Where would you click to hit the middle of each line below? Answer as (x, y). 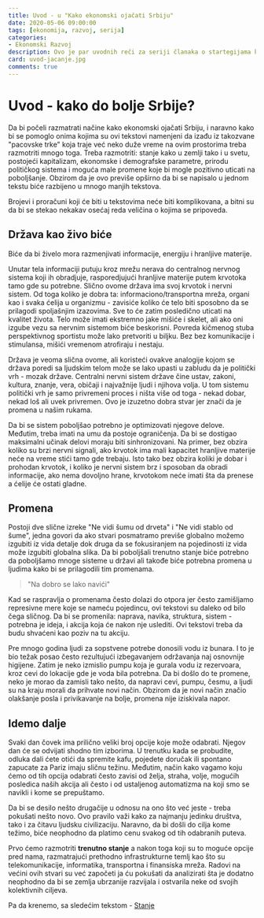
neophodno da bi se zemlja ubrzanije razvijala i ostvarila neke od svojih (123, 882)
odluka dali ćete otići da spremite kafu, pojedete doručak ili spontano (120, 759)
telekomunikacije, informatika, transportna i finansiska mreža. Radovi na (125, 865)
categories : (27, 37)
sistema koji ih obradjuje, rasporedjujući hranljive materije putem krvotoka (127, 277)
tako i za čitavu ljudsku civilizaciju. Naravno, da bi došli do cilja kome (119, 825)
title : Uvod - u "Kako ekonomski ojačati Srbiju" (91, 15)
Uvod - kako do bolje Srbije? (101, 105)
